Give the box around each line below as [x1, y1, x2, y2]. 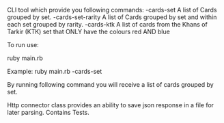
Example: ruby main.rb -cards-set [7, 68, 102, 75]
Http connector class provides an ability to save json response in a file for [7, 101, 214, 109]
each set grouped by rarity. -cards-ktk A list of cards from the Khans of [7, 20, 208, 28]
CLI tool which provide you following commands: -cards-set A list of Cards [7, 6, 217, 14]
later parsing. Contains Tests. [7, 109, 90, 116]
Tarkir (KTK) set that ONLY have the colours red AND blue [7, 27, 171, 36]
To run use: [7, 41, 39, 49]
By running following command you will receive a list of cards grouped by [7, 81, 214, 88]
